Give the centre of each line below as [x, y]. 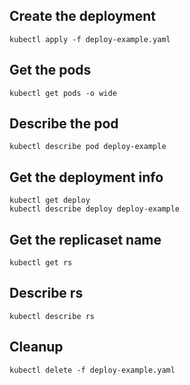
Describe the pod [64, 124]
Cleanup [36, 347]
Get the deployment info [86, 177]
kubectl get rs [41, 263]
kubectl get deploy [50, 200]
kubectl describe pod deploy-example [88, 147]
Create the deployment [83, 16]
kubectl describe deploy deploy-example [95, 209]
